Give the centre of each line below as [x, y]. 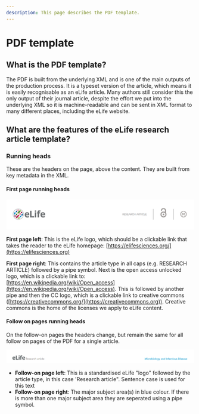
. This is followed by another [150, 289]
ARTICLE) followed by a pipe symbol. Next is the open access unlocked [94, 269]
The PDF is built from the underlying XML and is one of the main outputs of [98, 79]
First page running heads [38, 189]
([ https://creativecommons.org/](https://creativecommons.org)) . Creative [96, 301]
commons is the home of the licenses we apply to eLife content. [85, 308]
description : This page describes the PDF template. [73, 13]
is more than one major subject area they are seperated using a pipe [99, 398]
